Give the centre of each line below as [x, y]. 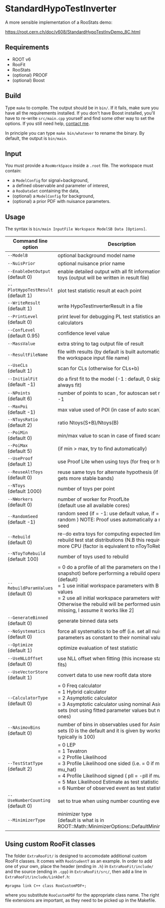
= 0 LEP [67, 745]
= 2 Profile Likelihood [82, 757]
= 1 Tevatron [72, 751]
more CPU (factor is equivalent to [96, 546]
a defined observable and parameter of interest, [61, 186]
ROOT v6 [21, 59]
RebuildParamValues [30, 588]
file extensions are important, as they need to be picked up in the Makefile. [81, 900]
